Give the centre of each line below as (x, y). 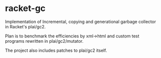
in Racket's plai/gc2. (25, 26)
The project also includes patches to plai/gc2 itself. (56, 50)
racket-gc (25, 8)
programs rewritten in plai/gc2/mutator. (44, 41)
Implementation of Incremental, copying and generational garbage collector (80, 22)
